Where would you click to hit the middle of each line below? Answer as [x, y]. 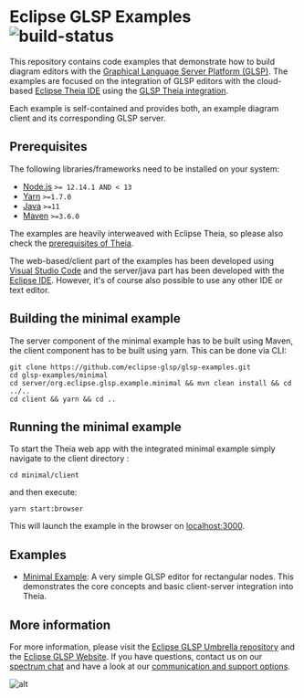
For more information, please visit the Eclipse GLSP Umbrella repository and [152, 647]
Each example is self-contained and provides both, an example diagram [144, 108]
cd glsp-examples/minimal [58, 375]
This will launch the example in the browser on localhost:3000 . [127, 526]
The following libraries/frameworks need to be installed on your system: [145, 169]
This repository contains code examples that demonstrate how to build [142, 61]
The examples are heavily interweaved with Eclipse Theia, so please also [147, 233]
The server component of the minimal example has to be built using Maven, [152, 341]
